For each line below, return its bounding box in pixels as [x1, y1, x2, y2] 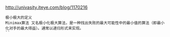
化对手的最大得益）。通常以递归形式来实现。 [5, 26, 83, 31]
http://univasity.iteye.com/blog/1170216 [5, 5, 88, 10]
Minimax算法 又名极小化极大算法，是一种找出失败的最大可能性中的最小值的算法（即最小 [5, 20, 165, 25]
